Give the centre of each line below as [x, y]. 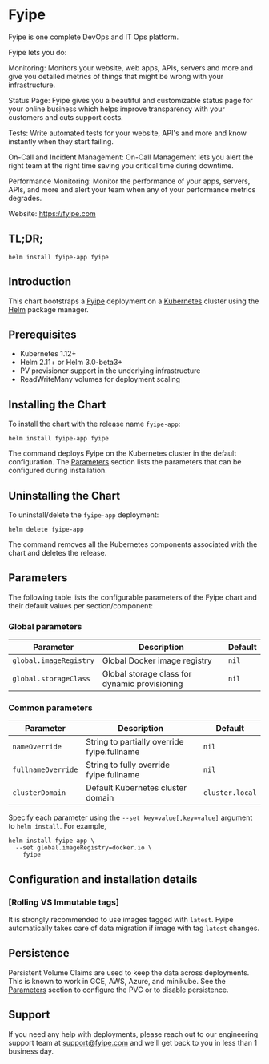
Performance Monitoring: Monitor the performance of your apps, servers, [129, 181]
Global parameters [45, 626]
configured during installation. [58, 471]
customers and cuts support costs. [66, 117]
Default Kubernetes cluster [136, 788]
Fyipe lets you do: [38, 52]
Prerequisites [42, 334]
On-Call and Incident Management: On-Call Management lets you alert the [131, 157]
